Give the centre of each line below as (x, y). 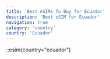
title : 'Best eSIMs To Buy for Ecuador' (56, 11)
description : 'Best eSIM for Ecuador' (53, 17)
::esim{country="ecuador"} (39, 50)
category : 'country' (31, 28)
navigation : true (27, 22)
